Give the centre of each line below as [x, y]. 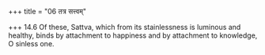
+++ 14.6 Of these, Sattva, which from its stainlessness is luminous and [125, 27]
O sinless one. [31, 44]
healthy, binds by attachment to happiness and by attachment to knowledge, [133, 35]
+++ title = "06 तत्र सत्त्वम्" [47, 11]
